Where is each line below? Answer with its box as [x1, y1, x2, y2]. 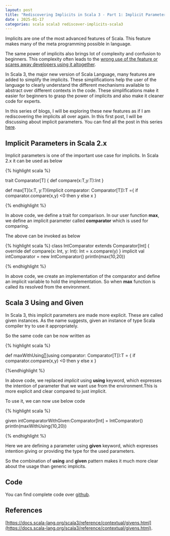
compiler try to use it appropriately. [5, 323, 78, 329]
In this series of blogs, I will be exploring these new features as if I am [5, 108, 151, 114]
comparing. [5, 223, 29, 229]
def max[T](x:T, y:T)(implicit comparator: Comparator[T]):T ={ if [5, 187, 138, 193]
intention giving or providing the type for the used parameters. [5, 448, 135, 454]
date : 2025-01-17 [5, 17, 44, 22]
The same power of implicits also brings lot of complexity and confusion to [5, 51, 161, 57]
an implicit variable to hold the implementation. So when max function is [5, 278, 156, 284]
